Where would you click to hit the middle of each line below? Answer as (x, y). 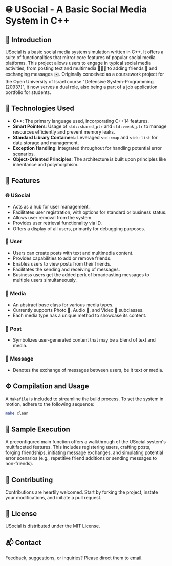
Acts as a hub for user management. (51, 206)
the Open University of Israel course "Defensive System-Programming (79, 81)
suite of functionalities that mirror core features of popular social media (80, 57)
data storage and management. (46, 143)
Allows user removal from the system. (53, 217)
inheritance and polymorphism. (46, 164)
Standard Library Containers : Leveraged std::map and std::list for (85, 137)
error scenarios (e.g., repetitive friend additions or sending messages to (81, 458)
